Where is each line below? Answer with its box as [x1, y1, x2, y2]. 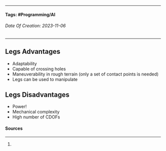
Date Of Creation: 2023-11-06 [5, 23, 66, 29]
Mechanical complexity [12, 109, 60, 115]
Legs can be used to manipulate [12, 76, 78, 82]
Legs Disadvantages [5, 91, 70, 99]
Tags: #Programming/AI [5, 11, 56, 17]
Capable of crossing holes [12, 66, 66, 72]
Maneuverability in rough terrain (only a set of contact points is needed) [12, 71, 159, 77]
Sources [5, 125, 23, 131]
